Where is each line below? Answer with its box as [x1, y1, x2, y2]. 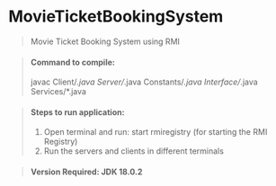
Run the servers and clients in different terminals [43, 146, 224, 156]
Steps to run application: [30, 106, 125, 118]
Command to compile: [30, 57, 116, 67]
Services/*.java [30, 86, 87, 97]
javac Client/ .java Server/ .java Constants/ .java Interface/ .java [30, 76, 258, 87]
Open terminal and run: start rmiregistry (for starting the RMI [43, 127, 268, 137]
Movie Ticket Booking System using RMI [30, 36, 181, 47]
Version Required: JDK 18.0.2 [30, 166, 143, 177]
